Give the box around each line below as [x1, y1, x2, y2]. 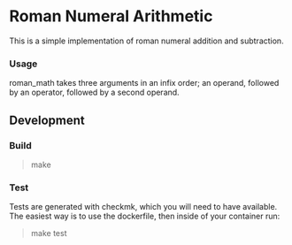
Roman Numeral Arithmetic [9, 6, 213, 27]
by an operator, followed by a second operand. [9, 87, 180, 98]
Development [9, 112, 86, 127]
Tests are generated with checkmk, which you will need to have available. [9, 202, 278, 212]
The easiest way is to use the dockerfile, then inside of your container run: [9, 211, 280, 222]
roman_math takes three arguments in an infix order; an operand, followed [9, 78, 280, 88]
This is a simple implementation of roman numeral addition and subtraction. [9, 35, 285, 46]
